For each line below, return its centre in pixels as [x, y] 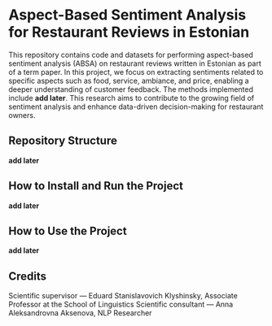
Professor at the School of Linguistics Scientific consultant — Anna [121, 304]
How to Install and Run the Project [96, 186]
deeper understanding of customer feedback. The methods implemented [131, 89]
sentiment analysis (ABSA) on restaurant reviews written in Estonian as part [135, 63]
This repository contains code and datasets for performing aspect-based [131, 54]
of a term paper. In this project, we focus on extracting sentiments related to [136, 72]
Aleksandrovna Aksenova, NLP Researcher [80, 313]
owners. [22, 115]
